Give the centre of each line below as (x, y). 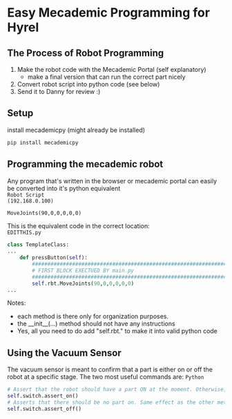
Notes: (17, 303)
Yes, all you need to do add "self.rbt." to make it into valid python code (117, 331)
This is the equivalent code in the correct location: (78, 226)
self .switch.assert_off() (44, 409)
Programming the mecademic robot (85, 164)
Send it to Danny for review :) (59, 92)
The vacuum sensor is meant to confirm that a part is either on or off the (110, 370)
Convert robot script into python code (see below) (88, 84)
